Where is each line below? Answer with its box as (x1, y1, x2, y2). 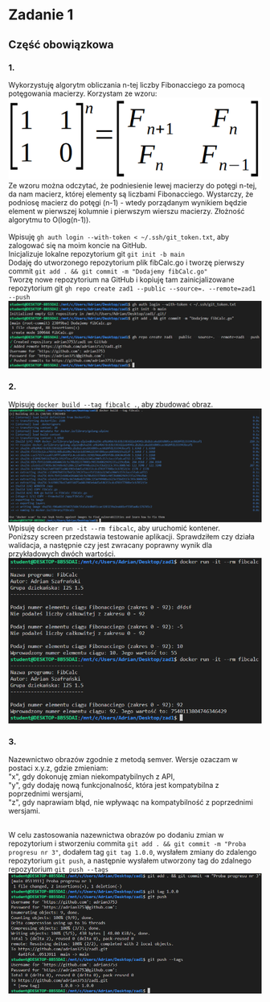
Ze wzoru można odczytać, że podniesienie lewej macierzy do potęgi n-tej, (8, 180, 257, 190)
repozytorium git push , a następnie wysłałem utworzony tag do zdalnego (8, 856, 252, 865)
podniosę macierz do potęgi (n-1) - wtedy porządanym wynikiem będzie (8, 197, 247, 207)
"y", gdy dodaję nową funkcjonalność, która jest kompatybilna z (8, 780, 219, 790)
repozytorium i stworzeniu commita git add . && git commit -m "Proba (8, 839, 247, 848)
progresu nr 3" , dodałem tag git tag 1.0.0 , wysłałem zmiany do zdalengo (8, 847, 257, 856)
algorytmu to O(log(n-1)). (8, 215, 91, 225)
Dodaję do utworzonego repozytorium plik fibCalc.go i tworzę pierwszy (8, 258, 245, 267)
